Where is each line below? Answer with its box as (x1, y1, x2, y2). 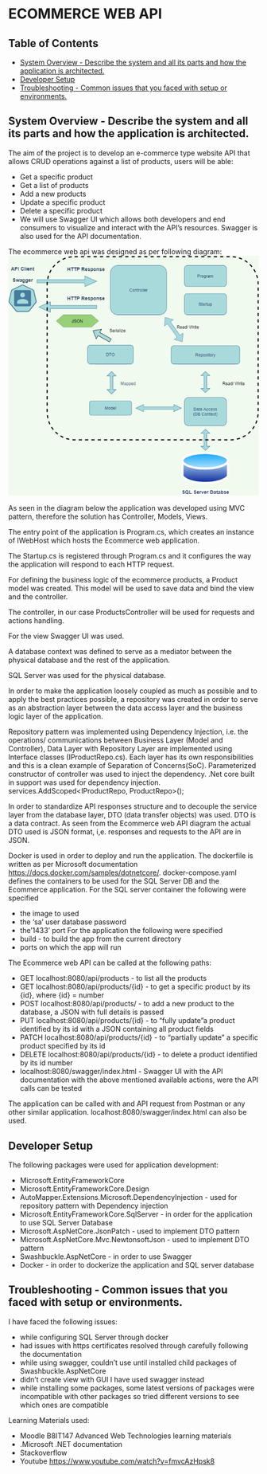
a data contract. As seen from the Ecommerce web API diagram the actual (8, 818, 251, 829)
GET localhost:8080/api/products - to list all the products (19, 974, 207, 983)
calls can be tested (19, 1084, 82, 1093)
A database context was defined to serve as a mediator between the (8, 647, 232, 657)
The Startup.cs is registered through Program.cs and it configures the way (8, 551, 252, 561)
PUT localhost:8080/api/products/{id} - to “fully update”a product (19, 1016, 236, 1025)
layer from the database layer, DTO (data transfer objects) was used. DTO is (8, 810, 257, 820)
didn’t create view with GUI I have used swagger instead (19, 1374, 205, 1384)
